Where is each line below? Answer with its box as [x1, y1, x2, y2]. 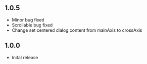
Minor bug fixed [11, 17, 45, 22]
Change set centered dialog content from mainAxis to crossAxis [11, 27, 142, 33]
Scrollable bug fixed [11, 22, 53, 28]
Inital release [11, 54, 38, 60]
